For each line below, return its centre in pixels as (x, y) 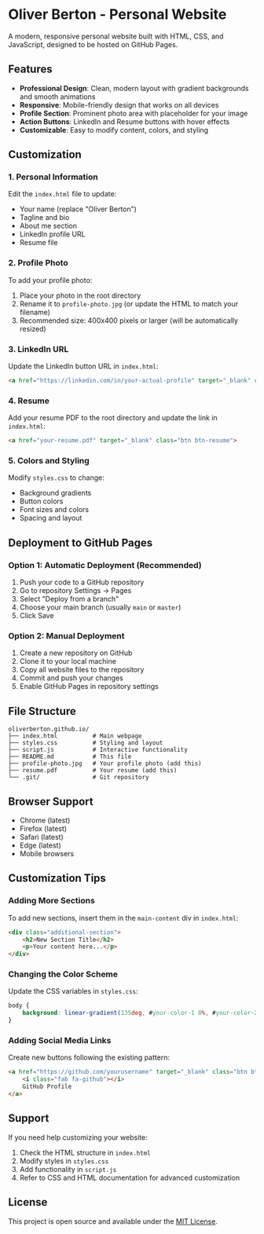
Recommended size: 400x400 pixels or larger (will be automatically (128, 320)
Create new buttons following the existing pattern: (89, 1057)
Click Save (37, 616)
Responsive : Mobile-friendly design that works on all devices (119, 104)
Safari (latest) (42, 837)
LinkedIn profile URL (52, 234)
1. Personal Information (53, 177)
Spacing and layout (51, 518)
